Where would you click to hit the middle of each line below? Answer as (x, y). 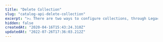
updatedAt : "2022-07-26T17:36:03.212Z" (45, 32)
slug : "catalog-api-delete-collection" (45, 14)
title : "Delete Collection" (33, 9)
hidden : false (19, 23)
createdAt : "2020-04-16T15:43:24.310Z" (45, 28)
